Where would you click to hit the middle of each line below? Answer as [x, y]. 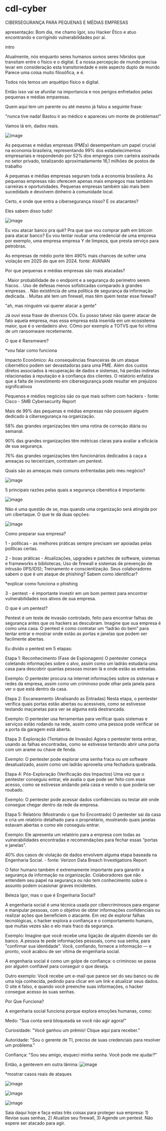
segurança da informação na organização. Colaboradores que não [73, 875]
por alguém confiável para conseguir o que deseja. [57, 966]
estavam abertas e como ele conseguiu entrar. [53, 825]
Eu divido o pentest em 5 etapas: [39, 648]
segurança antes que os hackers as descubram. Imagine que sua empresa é [83, 623]
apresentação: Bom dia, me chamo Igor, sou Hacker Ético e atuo [71, 32]
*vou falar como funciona [31, 350]
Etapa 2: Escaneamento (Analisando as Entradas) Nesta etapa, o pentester [81, 698]
